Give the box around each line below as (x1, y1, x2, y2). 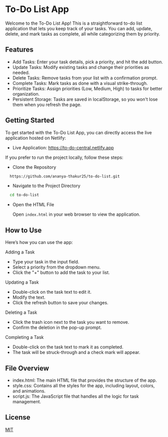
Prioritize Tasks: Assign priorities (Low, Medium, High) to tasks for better (12, 85, 163, 92)
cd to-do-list (10, 193, 39, 198)
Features (5, 45, 34, 54)
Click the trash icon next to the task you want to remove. (12, 319, 129, 325)
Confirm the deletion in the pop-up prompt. (12, 324, 102, 330)
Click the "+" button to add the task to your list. (12, 270, 110, 276)
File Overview (5, 364, 49, 373)
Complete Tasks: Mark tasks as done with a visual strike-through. (12, 80, 148, 86)
